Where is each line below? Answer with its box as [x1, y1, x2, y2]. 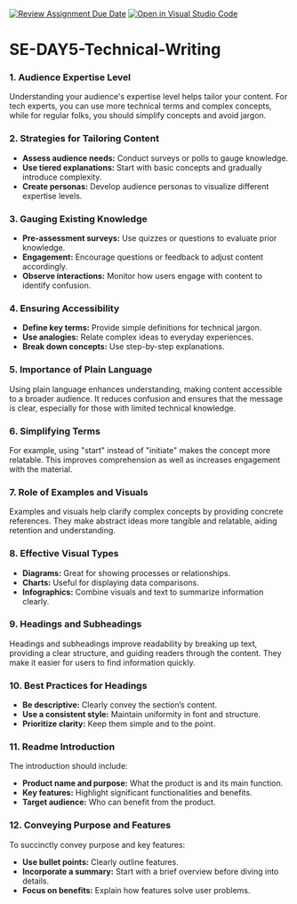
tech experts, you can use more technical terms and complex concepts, [9, 100, 272, 111]
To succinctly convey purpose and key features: [9, 839, 186, 850]
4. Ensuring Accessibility [9, 302, 120, 315]
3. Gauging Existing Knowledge [9, 212, 148, 225]
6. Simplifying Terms [9, 425, 100, 437]
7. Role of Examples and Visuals [9, 485, 148, 498]
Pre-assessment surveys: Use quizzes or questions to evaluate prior [21, 233, 277, 244]
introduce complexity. [21, 172, 102, 182]
